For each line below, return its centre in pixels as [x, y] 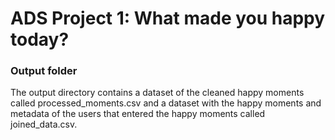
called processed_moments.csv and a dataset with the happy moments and [166, 103]
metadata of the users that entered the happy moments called [138, 114]
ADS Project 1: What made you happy [168, 18]
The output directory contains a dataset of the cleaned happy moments [157, 93]
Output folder [44, 71]
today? [40, 39]
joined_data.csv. [44, 124]
